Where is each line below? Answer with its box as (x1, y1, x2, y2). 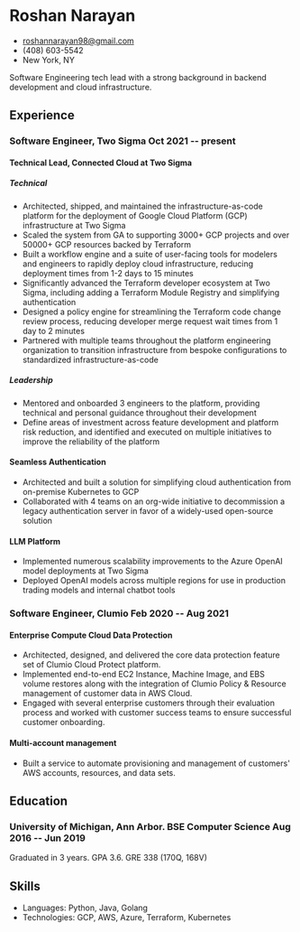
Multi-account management (9, 737, 117, 748)
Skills (9, 878, 41, 894)
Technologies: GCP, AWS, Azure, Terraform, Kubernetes (22, 912, 232, 923)
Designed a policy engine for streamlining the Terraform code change (22, 306, 282, 317)
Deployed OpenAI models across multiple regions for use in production (22, 575, 286, 586)
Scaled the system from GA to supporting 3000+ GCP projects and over (22, 229, 290, 240)
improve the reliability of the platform (22, 435, 160, 447)
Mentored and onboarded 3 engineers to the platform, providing (22, 397, 260, 408)
